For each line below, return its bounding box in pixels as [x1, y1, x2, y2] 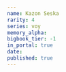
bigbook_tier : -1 [7, 36, 56, 43]
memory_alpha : [7, 29, 48, 36]
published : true [7, 55, 53, 62]
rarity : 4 [7, 16, 35, 23]
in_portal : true [7, 42, 53, 49]
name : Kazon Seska [7, 10, 59, 17]
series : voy [7, 23, 41, 29]
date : [7, 49, 22, 56]
